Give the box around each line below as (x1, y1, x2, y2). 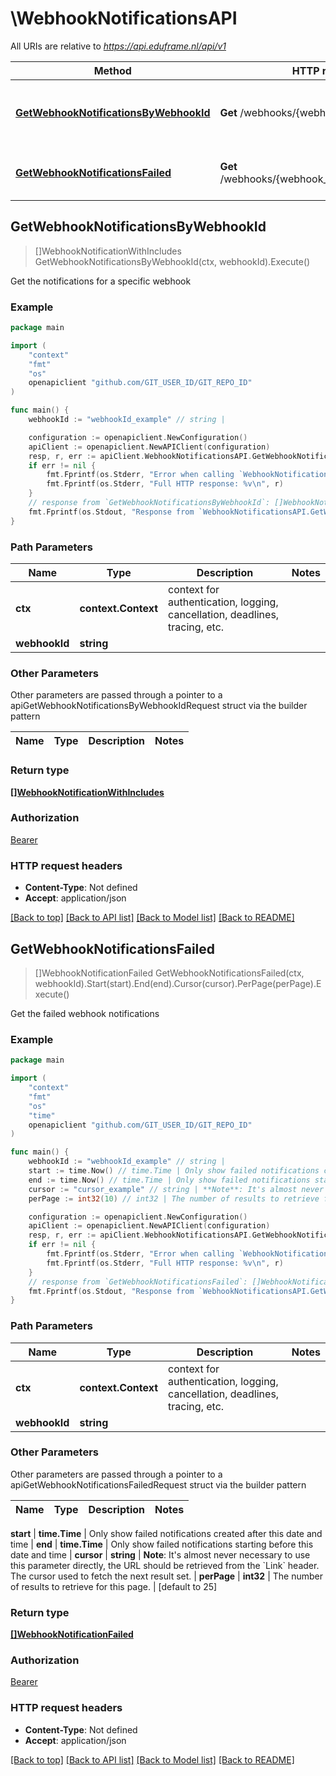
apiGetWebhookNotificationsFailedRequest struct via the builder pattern (10, 1478, 307, 1491)
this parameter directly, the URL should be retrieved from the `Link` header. (10, 1559, 320, 1571)
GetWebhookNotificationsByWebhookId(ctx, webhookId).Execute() (34, 255, 311, 267)
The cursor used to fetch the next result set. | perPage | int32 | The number (10, 1570, 323, 1582)
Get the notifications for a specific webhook (10, 275, 192, 287)
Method (93, 63, 132, 77)
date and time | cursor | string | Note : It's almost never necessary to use (10, 1548, 311, 1561)
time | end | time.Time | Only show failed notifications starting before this (10, 1538, 314, 1550)
